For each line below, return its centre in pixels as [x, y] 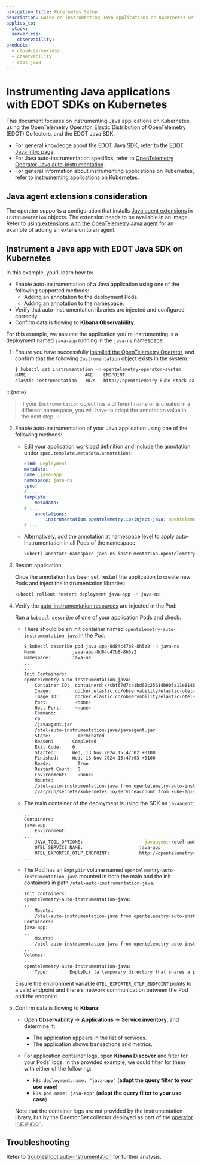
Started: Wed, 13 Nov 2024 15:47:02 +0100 [95, 752]
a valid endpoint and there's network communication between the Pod [101, 990]
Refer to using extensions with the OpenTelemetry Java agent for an [90, 223]
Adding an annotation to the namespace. [74, 303]
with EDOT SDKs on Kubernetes [87, 104]
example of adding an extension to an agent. [61, 230]
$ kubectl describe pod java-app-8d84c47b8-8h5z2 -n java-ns [101, 646]
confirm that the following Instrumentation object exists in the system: [102, 358]
